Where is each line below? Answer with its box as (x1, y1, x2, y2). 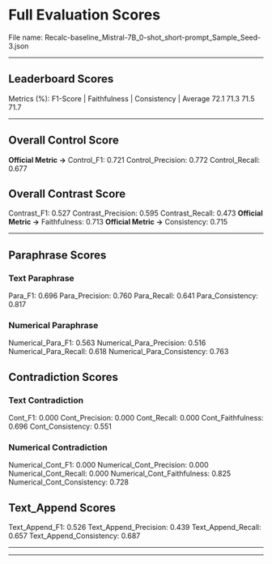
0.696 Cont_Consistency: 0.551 (8, 421, 112, 431)
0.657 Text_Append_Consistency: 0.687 (8, 531, 141, 540)
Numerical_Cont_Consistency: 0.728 (8, 477, 130, 487)
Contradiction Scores (8, 370, 119, 384)
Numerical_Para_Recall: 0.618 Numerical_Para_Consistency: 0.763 (8, 347, 229, 357)
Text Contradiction (8, 395, 83, 406)
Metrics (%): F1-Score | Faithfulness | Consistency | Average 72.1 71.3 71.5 (8, 93, 255, 103)
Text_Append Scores (8, 501, 116, 515)
